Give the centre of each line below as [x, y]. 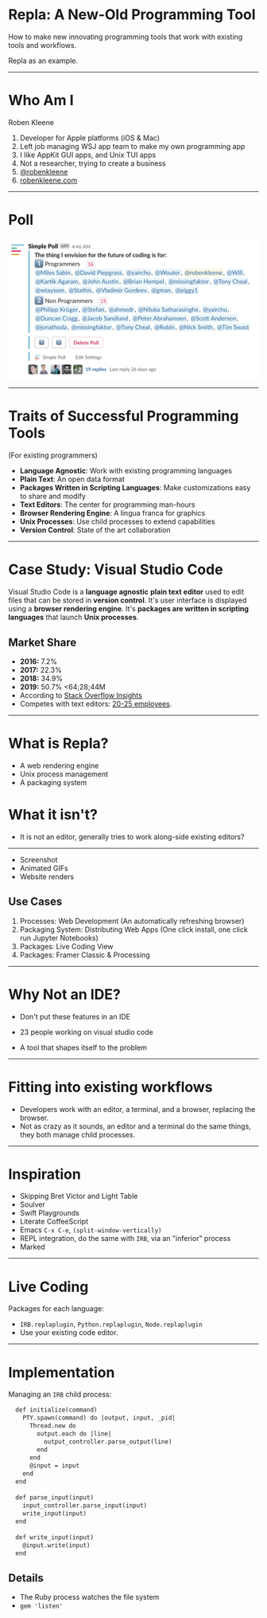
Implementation [62, 1372]
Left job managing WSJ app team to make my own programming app [132, 146]
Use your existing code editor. [69, 1333]
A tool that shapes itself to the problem [83, 1047]
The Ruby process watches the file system [89, 1597]
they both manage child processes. [77, 1134]
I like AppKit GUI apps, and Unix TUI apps [88, 155]
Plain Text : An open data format [72, 479]
